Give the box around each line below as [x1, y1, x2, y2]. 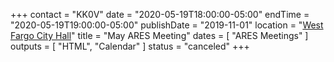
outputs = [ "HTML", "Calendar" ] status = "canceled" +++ [10, 40, 250, 52]
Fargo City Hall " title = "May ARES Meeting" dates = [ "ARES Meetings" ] [10, 30, 309, 41]
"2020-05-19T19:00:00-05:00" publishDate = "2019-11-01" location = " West [10, 19, 324, 31]
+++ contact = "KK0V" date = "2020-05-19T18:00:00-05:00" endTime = [10, 9, 310, 20]
